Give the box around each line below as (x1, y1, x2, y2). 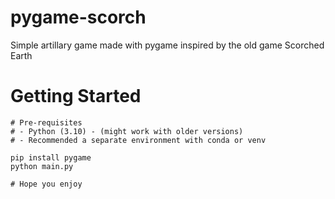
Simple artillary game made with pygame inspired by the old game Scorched (10, 39, 325, 51)
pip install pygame (10, 152, 92, 163)
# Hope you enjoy (10, 179, 83, 189)
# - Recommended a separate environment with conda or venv (10, 135, 267, 145)
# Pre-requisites (10, 117, 83, 128)
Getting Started (10, 85, 142, 108)
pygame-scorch (10, 6, 147, 29)
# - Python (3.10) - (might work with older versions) (10, 126, 244, 136)
